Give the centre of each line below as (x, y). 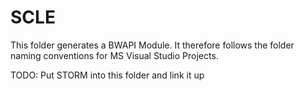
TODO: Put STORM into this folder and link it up (107, 75)
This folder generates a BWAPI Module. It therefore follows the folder (152, 45)
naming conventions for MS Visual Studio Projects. (114, 55)
